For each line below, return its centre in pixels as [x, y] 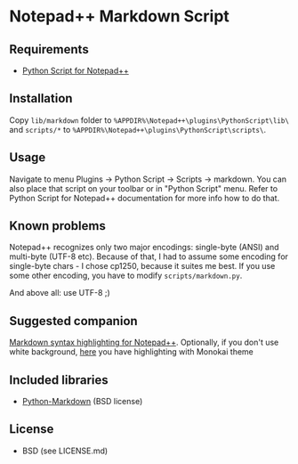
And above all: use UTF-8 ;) [60, 293]
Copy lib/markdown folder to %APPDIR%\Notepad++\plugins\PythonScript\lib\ [149, 120]
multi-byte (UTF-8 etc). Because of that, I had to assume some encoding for [149, 256]
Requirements [49, 49]
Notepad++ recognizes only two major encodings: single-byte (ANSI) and [144, 248]
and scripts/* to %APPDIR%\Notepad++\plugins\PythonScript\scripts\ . [138, 129]
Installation [41, 98]
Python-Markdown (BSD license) [82, 402]
